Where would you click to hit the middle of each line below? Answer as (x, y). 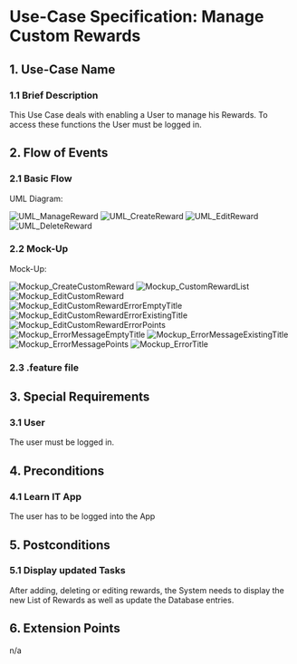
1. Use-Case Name (62, 69)
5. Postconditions (60, 545)
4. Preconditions (57, 471)
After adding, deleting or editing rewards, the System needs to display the (147, 590)
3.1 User (27, 423)
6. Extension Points (65, 628)
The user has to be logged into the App (82, 516)
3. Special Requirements (80, 397)
